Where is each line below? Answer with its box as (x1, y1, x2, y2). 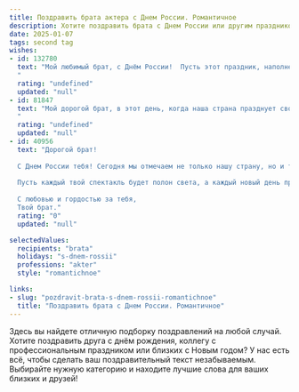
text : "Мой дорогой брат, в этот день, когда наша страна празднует (17, 104, 277, 113)
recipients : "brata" (17, 244, 93, 253)
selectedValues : (9, 236, 69, 244)
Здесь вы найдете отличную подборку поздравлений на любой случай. (9, 325, 282, 336)
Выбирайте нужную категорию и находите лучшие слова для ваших (9, 364, 269, 374)
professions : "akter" (17, 260, 98, 269)
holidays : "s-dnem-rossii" (17, 252, 117, 261)
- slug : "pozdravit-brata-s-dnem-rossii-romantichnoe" (9, 292, 217, 302)
